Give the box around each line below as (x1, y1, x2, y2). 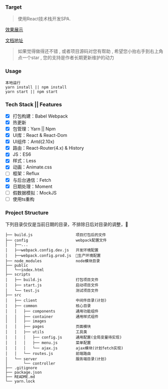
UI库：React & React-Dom (12, 132, 68, 138)
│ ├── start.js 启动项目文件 (5, 283, 99, 288)
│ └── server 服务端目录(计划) (5, 356, 107, 362)
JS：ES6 (12, 151, 31, 157)
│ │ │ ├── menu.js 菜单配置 (5, 340, 91, 346)
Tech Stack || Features (5, 101, 62, 108)
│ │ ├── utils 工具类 (5, 329, 87, 335)
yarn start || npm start (5, 89, 58, 94)
